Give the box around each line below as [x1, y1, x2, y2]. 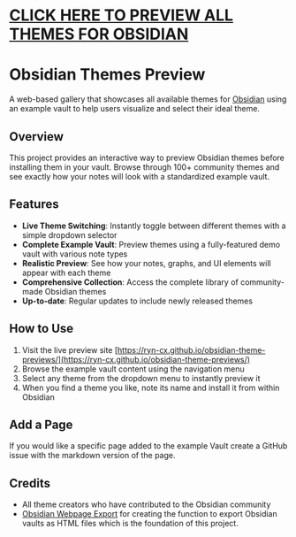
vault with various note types [21, 249, 128, 259]
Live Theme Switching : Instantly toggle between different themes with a [21, 220, 286, 231]
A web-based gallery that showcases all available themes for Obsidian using [9, 94, 287, 104]
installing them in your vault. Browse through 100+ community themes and [9, 161, 280, 173]
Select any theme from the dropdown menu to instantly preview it [21, 372, 261, 383]
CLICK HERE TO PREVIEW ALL [9, 5, 234, 26]
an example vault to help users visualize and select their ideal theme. [9, 104, 261, 114]
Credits [9, 475, 51, 491]
